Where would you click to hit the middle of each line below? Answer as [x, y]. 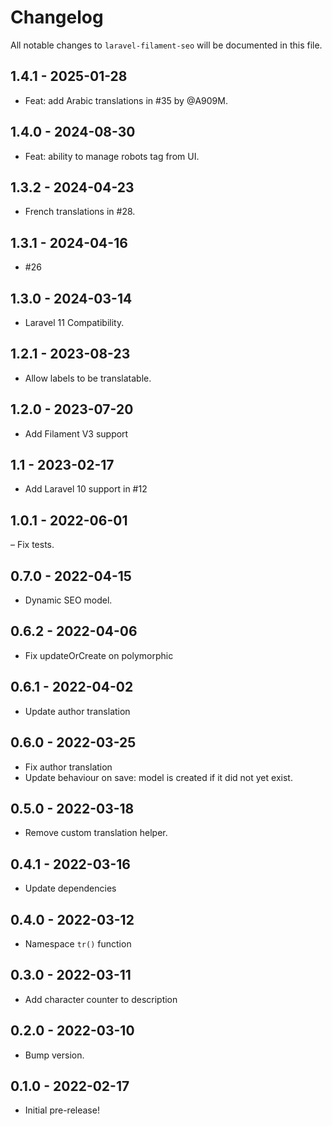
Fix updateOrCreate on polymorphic [99, 655]
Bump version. [54, 1055]
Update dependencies [70, 888]
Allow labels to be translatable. [88, 378]
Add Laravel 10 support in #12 [86, 489]
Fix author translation [68, 767]
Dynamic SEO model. [68, 600]
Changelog [57, 17]
